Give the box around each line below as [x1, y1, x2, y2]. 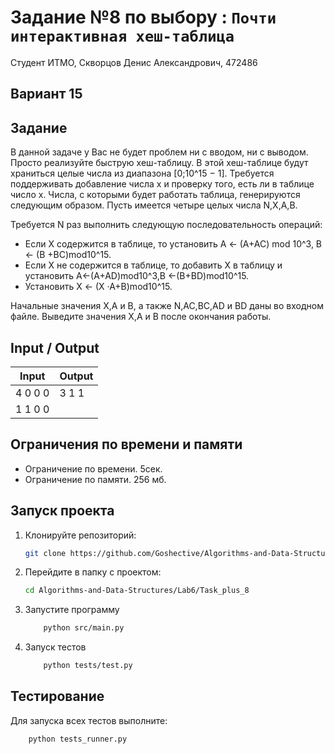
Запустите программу [24, 604, 120, 616]
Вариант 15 [10, 86, 83, 103]
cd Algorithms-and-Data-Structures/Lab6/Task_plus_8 [24, 586, 250, 596]
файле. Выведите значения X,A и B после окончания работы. [10, 311, 272, 323]
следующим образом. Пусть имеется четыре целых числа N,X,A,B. [10, 199, 298, 211]
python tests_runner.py [28, 734, 128, 744]
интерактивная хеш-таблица [10, 27, 235, 46]
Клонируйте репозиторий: [24, 529, 137, 541]
